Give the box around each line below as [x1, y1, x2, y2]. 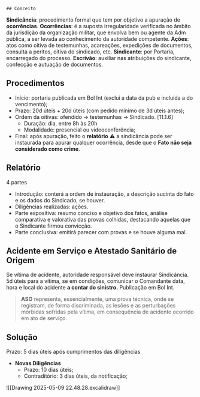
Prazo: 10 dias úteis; [23, 366, 74, 374]
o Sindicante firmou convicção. [14, 222, 92, 229]
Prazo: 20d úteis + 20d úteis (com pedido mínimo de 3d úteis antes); [14, 107, 184, 114]
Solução [6, 332, 38, 342]
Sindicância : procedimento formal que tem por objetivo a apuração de [6, 16, 181, 23]
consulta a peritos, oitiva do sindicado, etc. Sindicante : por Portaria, [6, 48, 175, 55]
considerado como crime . [14, 145, 80, 153]
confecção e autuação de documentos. [6, 61, 104, 68]
